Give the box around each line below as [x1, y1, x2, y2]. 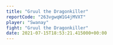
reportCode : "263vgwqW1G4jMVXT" [6, 14, 86, 20]
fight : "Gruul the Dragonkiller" [6, 25, 89, 31]
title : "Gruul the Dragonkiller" [6, 8, 89, 15]
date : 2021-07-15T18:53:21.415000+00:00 [6, 30, 108, 36]
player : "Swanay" [6, 19, 49, 25]
